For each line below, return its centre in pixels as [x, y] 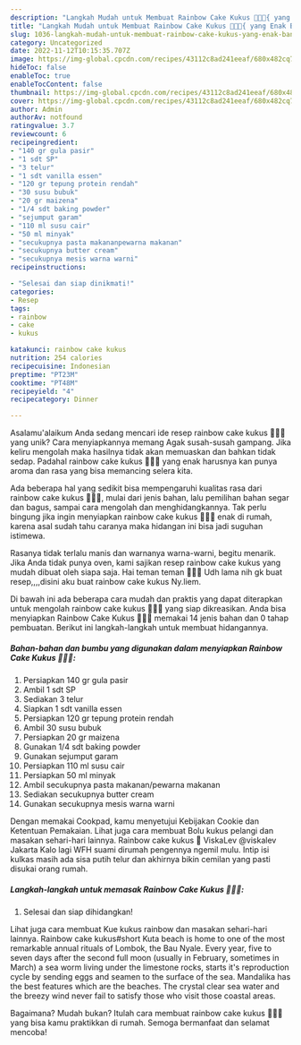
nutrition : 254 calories [56, 358]
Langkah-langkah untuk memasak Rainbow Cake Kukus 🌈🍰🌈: [127, 889]
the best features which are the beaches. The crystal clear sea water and [145, 987]
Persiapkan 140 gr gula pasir [75, 681]
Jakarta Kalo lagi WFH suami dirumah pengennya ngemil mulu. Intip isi [140, 850]
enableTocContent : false [56, 84]
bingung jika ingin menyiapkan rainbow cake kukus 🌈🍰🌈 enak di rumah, [141, 517]
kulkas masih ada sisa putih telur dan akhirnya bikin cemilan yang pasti [140, 860]
